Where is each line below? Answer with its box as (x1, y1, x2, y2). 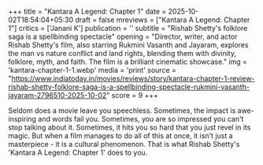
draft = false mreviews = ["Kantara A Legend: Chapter (74, 15, 250, 24)
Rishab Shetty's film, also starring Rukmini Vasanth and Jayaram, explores (8, 40, 249, 50)
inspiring (8, 114, 37, 123)
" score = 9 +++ (106, 91, 159, 99)
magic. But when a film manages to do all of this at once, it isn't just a (8, 131, 234, 141)
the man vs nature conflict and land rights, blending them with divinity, (8, 49, 236, 58)
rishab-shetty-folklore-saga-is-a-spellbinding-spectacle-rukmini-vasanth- (8, 82, 250, 92)
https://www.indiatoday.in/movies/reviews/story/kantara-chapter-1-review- (11, 74, 255, 83)
